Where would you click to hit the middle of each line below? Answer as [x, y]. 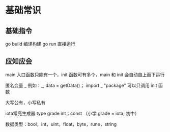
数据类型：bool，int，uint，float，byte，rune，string [61, 124]
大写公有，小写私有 [25, 103]
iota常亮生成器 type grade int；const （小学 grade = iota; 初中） [72, 113]
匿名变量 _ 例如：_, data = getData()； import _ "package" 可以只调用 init [81, 85]
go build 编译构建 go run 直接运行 [40, 44]
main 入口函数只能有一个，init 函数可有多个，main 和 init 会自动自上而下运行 [85, 75]
